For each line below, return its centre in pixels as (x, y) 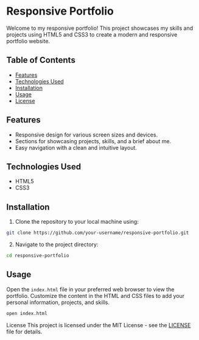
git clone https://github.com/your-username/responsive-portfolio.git (98, 233)
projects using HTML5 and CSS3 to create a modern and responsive (92, 34)
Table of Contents (41, 60)
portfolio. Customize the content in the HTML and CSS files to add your (96, 296)
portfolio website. (28, 41)
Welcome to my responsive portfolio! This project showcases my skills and (100, 28)
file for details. (24, 331)
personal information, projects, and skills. (58, 302)
